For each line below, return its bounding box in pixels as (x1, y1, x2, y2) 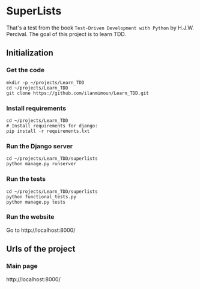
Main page (6, 262, 38, 270)
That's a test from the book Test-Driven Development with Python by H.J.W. (6, 24, 194, 31)
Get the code (6, 66, 45, 75)
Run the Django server (6, 142, 73, 150)
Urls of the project (6, 244, 76, 254)
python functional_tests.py (6, 193, 77, 199)
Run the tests (6, 175, 46, 183)
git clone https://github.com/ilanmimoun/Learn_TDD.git (6, 90, 149, 96)
